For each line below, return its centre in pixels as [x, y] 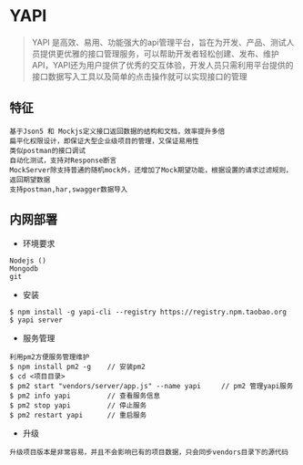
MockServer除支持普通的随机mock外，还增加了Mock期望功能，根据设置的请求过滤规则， [151, 170]
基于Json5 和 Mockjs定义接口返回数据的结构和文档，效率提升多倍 [117, 131]
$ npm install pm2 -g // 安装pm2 [77, 367]
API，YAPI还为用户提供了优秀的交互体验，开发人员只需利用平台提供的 [162, 65]
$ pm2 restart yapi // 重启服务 [78, 415]
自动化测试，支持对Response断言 [63, 160]
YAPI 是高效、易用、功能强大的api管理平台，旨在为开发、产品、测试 [159, 42]
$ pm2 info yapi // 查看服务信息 [85, 396]
